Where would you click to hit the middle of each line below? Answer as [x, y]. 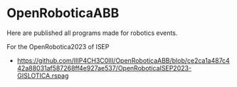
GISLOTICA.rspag [43, 76]
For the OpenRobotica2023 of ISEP [58, 46]
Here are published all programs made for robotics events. [92, 33]
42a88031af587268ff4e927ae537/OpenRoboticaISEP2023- [104, 68]
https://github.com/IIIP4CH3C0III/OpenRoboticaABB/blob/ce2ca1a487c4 [123, 60]
